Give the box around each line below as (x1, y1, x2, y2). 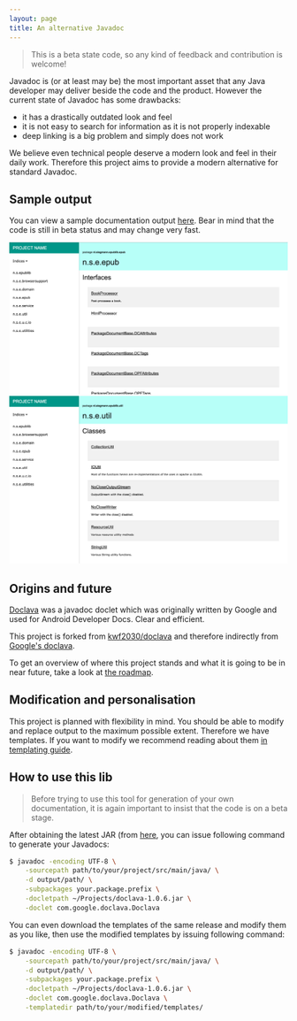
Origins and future (9, 580, 112, 596)
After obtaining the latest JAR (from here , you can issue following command (9, 829, 286, 840)
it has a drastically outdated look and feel (21, 111, 172, 122)
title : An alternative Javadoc (9, 23, 125, 33)
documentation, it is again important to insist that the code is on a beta (30, 802, 288, 813)
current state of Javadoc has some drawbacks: (9, 94, 181, 105)
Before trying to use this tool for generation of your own (30, 793, 234, 804)
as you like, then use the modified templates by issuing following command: (9, 929, 286, 940)
